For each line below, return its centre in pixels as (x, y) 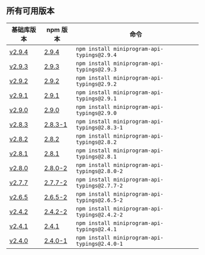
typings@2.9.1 (96, 98)
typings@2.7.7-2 (99, 186)
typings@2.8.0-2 (99, 171)
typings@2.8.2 (96, 142)
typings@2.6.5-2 (99, 200)
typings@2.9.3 (96, 69)
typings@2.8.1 (96, 157)
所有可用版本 (31, 11)
